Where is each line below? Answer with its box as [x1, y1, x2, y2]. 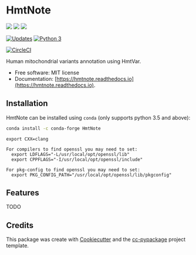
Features [6, 188, 39, 198]
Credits [6, 220, 34, 230]
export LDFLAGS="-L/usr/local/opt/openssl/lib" [11, 151, 130, 157]
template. [6, 242, 29, 249]
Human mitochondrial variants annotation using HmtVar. [6, 57, 141, 64]
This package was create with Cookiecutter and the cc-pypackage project [6, 236, 186, 243]
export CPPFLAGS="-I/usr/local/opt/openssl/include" [11, 157, 143, 162]
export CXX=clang [6, 136, 49, 142]
